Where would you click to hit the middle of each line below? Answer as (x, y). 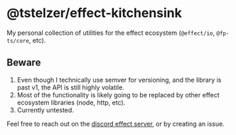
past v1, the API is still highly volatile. (71, 87)
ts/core (18, 40)
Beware (24, 63)
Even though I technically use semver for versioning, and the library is (119, 80)
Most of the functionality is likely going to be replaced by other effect (118, 94)
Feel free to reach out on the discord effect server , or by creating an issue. (116, 124)
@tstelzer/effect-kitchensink (95, 13)
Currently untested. (45, 110)
